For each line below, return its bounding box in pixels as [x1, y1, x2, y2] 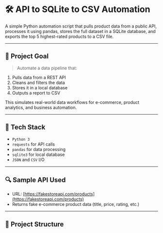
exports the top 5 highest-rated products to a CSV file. [5, 33, 114, 39]
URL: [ [12, 191, 25, 197]
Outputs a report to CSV [12, 90, 61, 96]
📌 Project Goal [5, 52, 49, 61]
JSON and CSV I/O [12, 156, 45, 163]
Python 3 [12, 137, 30, 142]
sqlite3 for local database [12, 151, 65, 157]
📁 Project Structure [5, 220, 64, 228]
